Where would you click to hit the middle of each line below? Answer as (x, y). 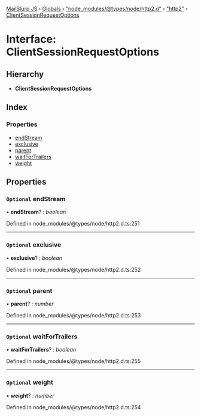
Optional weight (30, 382)
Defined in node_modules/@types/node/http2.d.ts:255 (74, 361)
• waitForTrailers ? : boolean (41, 350)
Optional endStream (36, 199)
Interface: (31, 39)
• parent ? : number (30, 304)
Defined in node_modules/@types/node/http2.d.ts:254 (74, 407)
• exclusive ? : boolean (34, 258)
